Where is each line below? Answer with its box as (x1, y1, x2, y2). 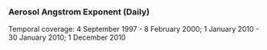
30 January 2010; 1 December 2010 (8, 33, 126, 42)
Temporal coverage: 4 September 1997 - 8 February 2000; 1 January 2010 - (8, 25, 260, 34)
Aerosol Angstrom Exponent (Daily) (8, 6, 150, 17)
